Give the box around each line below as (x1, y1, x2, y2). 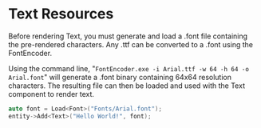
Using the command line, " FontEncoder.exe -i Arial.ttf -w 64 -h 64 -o (8, 63, 250, 73)
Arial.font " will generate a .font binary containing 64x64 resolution (8, 72, 231, 82)
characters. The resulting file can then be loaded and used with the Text (8, 81, 246, 90)
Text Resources (8, 5, 114, 23)
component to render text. (8, 89, 94, 98)
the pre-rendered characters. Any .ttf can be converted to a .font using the (8, 39, 254, 49)
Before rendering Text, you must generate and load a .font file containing (8, 31, 248, 41)
